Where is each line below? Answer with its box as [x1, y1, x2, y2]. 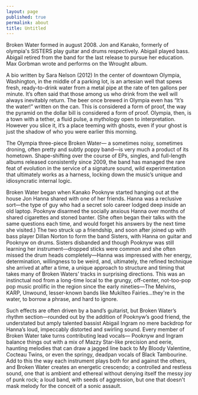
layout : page [6, 8, 38, 15]
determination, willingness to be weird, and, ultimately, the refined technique [6, 258, 193, 265]
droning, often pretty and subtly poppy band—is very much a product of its [6, 146, 189, 153]
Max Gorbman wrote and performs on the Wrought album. [6, 60, 148, 67]
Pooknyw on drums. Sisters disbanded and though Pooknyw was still [6, 239, 174, 246]
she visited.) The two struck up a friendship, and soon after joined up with [6, 226, 186, 234]
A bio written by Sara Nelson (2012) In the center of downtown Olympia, [6, 72, 181, 79]
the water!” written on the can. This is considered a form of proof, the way [6, 103, 187, 110]
